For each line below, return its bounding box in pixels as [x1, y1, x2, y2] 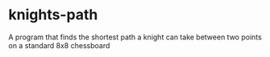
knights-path [8, 6, 98, 24]
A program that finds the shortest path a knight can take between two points [8, 32, 262, 42]
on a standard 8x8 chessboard [8, 40, 110, 50]
